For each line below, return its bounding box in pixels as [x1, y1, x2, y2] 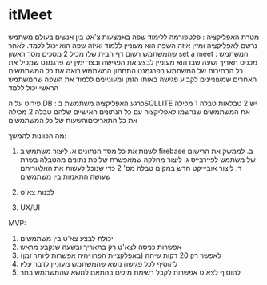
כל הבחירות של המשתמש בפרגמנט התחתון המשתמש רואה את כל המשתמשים [8, 65, 244, 75]
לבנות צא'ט [19, 187, 54, 196]
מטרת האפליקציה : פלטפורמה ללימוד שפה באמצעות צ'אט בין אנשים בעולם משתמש [8, 32, 260, 42]
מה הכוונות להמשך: [8, 130, 66, 141]
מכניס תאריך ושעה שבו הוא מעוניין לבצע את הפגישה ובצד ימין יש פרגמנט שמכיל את [8, 57, 258, 67]
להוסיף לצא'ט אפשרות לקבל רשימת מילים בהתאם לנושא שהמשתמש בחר [19, 267, 241, 277]
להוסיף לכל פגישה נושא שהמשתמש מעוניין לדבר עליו [19, 259, 178, 268]
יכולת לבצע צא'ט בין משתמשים [19, 233, 114, 243]
